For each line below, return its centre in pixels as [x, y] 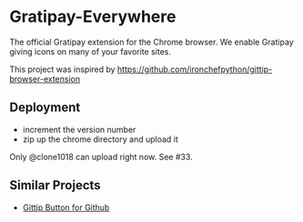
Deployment [45, 108]
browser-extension [45, 78]
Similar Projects [56, 185]
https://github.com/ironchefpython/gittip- [195, 69]
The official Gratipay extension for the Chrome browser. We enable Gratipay [151, 42]
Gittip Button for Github [66, 207]
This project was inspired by [62, 69]
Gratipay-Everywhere [93, 17]
